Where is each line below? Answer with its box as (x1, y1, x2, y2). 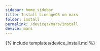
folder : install (5, 17, 40, 22)
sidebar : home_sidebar (5, 7, 53, 13)
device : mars (5, 26, 33, 31)
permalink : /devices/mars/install (5, 21, 79, 27)
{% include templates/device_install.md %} (5, 40, 95, 46)
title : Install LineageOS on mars (5, 12, 79, 17)
